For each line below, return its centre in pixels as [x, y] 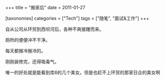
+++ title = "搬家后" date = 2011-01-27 [45, 7]
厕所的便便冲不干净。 [28, 40]
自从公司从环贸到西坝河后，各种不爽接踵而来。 [54, 29]
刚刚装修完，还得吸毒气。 [32, 62]
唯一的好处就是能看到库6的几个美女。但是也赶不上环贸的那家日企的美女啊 [83, 72]
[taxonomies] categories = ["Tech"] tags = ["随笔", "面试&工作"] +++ [77, 18]
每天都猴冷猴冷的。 [26, 51]
